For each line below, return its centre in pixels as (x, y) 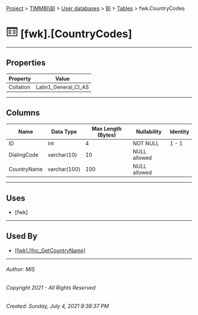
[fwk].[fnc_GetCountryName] (50, 250)
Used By (22, 236)
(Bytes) (106, 135)
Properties (26, 63)
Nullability (149, 132)
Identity (180, 132)
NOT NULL (146, 144)
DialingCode (24, 155)
